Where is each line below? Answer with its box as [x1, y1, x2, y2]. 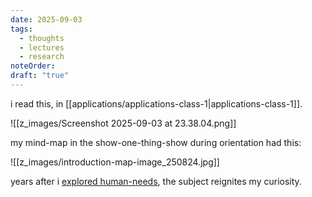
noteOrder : [10, 61, 56, 71]
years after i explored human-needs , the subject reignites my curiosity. [10, 175, 302, 187]
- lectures [19, 42, 65, 53]
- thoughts [19, 33, 65, 43]
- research [19, 52, 65, 62]
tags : [10, 24, 33, 34]
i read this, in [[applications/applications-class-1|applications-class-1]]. [10, 97, 303, 110]
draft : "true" [10, 71, 70, 81]
